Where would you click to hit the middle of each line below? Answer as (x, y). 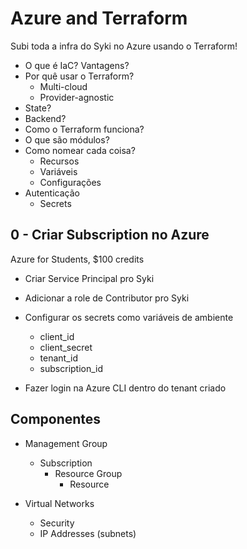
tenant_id (59, 358)
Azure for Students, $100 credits (77, 259)
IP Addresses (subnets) (88, 533)
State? (38, 108)
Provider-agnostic (77, 97)
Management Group (66, 443)
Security (57, 523)
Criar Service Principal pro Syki (89, 278)
